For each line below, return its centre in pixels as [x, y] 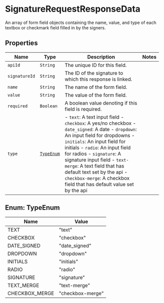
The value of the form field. [96, 95]
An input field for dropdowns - [100, 135]
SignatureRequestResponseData [73, 9]
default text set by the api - [96, 172]
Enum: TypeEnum [32, 208]
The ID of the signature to [94, 73]
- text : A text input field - [94, 117]
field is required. [83, 109]
